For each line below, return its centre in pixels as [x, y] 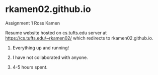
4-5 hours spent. [30, 67]
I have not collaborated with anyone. [50, 57]
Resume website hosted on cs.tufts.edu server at [56, 32]
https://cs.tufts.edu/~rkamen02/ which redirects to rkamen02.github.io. [79, 38]
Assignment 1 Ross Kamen [33, 23]
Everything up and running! [41, 47]
